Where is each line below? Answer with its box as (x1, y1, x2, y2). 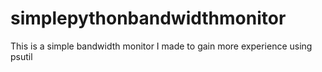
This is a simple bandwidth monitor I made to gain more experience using (10, 40, 313, 52)
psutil (10, 50, 33, 62)
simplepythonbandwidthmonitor (10, 7, 287, 30)
